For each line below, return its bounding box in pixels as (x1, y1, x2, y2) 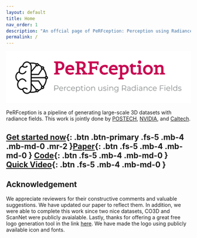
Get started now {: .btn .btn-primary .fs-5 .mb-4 (6, 132, 185, 142)
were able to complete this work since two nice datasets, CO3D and (6, 208, 170, 215)
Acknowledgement (6, 180, 77, 189)
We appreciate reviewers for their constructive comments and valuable (6, 195, 178, 202)
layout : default (6, 9, 46, 15)
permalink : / (6, 34, 38, 40)
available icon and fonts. (6, 226, 65, 233)
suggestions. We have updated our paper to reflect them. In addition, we (6, 201, 181, 208)
